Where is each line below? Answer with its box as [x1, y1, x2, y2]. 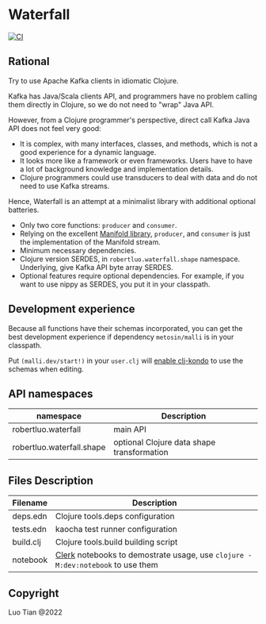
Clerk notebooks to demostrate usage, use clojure [55, 549, 244, 560]
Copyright [8, 586, 59, 600]
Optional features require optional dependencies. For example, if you [19, 271, 245, 280]
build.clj [12, 537, 41, 548]
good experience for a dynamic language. [19, 147, 157, 156]
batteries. [8, 205, 40, 214]
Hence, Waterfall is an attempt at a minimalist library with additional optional [8, 196, 256, 206]
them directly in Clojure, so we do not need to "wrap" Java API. [8, 99, 215, 109]
